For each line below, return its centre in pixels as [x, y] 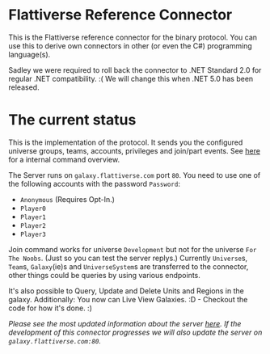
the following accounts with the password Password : [94, 183]
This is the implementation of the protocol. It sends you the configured [126, 142]
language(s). [30, 54]
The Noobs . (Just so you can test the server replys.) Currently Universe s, [128, 258]
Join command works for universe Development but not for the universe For [133, 249]
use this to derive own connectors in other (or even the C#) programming [130, 45]
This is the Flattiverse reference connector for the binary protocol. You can [133, 37]
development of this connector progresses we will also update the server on [135, 332]
